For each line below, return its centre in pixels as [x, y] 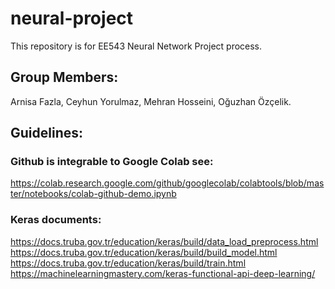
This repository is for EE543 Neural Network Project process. [136, 46]
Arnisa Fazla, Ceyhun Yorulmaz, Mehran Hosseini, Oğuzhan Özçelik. [151, 101]
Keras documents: [56, 220]
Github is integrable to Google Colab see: [112, 162]
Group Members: [64, 77]
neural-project [72, 18]
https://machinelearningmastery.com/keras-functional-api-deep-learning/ [163, 273]
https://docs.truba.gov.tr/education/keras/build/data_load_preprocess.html [164, 241]
